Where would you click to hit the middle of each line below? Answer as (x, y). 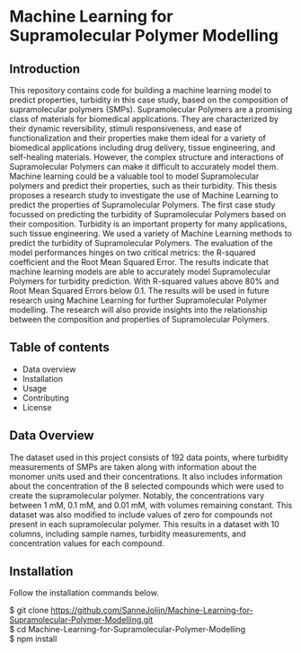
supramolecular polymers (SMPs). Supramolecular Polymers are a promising (151, 109)
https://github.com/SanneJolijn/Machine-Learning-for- (152, 610)
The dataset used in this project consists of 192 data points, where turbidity (149, 457)
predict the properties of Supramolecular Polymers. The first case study (142, 205)
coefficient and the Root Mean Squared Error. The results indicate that (139, 262)
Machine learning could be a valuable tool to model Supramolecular (134, 176)
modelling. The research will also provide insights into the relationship (138, 310)
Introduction (45, 69)
